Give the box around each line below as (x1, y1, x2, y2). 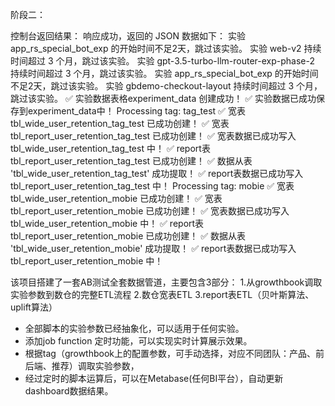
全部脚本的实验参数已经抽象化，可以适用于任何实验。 (24, 323, 245, 334)
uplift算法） (10, 301, 58, 313)
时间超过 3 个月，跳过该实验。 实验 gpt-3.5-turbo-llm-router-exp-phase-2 (10, 55, 316, 67)
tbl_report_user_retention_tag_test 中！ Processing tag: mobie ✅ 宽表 (10, 180, 295, 192)
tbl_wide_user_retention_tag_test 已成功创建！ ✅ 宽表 (10, 118, 230, 129)
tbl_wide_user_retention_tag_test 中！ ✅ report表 (10, 143, 211, 154)
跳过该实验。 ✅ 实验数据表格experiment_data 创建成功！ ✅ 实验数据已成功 (10, 93, 317, 104)
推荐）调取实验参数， (51, 360, 140, 372)
